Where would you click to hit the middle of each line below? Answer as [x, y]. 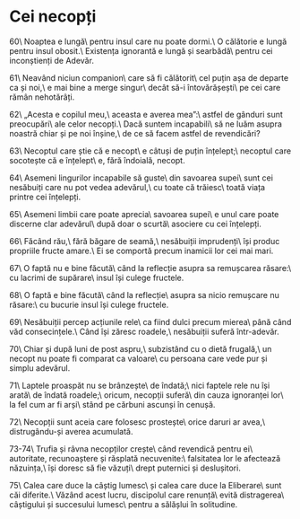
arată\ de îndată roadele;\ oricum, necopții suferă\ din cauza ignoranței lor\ [146, 395]
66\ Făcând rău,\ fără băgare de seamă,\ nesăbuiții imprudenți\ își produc [145, 241]
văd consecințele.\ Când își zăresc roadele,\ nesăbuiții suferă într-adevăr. [144, 331]
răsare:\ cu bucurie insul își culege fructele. [89, 304]
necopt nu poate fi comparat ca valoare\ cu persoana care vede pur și [138, 358]
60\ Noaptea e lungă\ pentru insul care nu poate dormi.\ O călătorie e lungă [148, 41]
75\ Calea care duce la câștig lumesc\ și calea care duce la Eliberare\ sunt [146, 485]
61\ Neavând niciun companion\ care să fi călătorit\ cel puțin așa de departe [149, 77]
